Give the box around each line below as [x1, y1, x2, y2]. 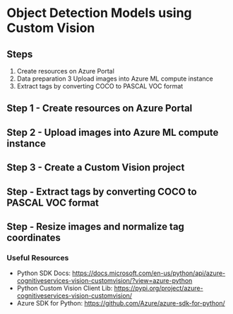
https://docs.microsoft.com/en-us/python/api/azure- [72, 269, 226, 277]
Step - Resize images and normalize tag [6, 221, 185, 233]
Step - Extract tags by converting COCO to [6, 185, 197, 197]
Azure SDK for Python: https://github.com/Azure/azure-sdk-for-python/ [16, 299, 225, 308]
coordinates [6, 231, 61, 243]
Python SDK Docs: [16, 269, 71, 277]
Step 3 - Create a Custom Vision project [6, 161, 185, 174]
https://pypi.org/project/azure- [114, 284, 203, 293]
